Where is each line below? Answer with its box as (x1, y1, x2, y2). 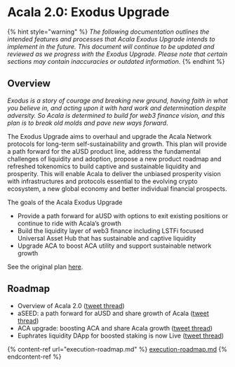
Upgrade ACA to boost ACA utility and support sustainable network (17, 241, 212, 250)
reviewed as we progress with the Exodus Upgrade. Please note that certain (7, 50, 228, 58)
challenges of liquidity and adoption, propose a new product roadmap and (7, 154, 222, 163)
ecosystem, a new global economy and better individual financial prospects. (7, 184, 228, 193)
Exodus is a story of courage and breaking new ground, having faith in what (7, 96, 228, 105)
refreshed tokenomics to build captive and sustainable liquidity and (7, 162, 201, 171)
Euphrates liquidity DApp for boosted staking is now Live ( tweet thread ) (17, 331, 224, 340)
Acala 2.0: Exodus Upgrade (7, 4, 170, 20)
